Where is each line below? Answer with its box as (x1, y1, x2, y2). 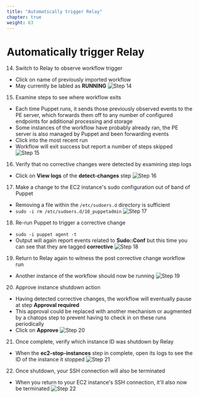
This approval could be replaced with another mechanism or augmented (15, 308, 192, 315)
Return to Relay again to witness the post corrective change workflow (15, 255, 185, 262)
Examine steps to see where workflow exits (15, 94, 121, 101)
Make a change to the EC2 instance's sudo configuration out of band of (15, 184, 190, 191)
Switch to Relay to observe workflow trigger (15, 64, 123, 72)
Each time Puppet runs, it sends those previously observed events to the (15, 105, 193, 112)
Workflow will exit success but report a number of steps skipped (15, 143, 173, 150)
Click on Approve (15, 326, 59, 334)
